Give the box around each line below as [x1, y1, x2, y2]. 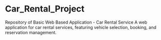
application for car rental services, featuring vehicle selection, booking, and [5, 24, 157, 30]
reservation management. [5, 29, 57, 35]
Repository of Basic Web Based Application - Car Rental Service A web [5, 19, 147, 25]
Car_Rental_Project [5, 3, 85, 14]
